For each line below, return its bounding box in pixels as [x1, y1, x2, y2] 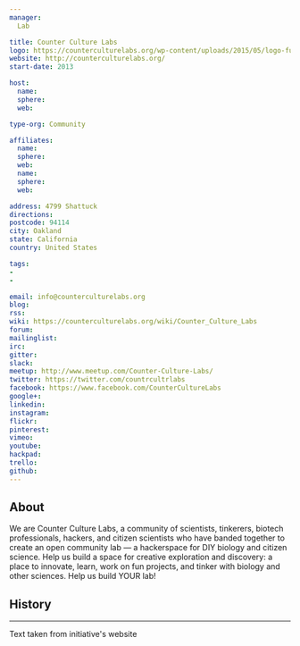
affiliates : [9, 136, 54, 145]
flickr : [9, 416, 38, 425]
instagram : [9, 408, 50, 417]
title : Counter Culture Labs [9, 38, 118, 46]
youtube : [9, 441, 42, 451]
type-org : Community [9, 120, 87, 129]
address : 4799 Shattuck [9, 202, 98, 211]
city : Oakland [9, 227, 62, 236]
